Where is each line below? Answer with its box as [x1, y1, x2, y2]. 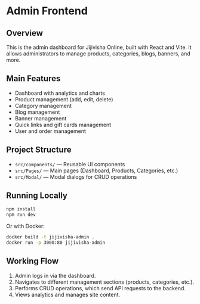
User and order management [14, 127, 87, 135]
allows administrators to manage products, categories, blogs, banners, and [6, 50, 191, 57]
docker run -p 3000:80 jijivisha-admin [6, 240, 106, 246]
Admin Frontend [6, 4, 88, 18]
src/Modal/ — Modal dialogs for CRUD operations [14, 173, 137, 180]
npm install [6, 206, 36, 212]
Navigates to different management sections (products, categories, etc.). [14, 278, 195, 286]
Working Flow [6, 256, 59, 266]
